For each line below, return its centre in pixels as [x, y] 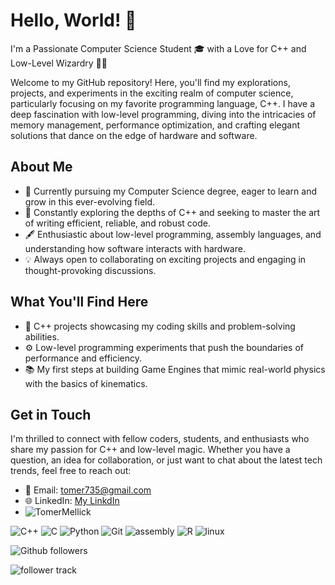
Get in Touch [51, 414]
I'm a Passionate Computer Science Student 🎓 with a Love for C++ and [158, 48]
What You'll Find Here [79, 302]
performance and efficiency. [83, 358]
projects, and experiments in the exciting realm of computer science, [152, 93]
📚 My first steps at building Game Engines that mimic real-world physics [175, 369]
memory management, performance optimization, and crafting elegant [155, 125]
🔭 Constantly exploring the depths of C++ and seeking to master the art [172, 212]
